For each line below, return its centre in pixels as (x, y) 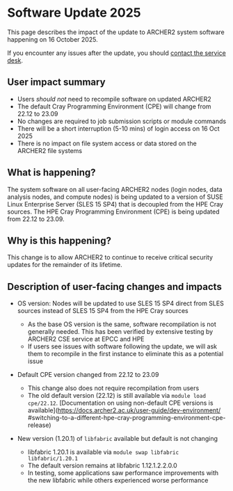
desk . (15, 60)
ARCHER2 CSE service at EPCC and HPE (86, 339)
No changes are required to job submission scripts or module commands (122, 121)
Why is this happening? (59, 240)
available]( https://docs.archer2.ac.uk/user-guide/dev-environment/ (124, 410)
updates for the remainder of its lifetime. (65, 265)
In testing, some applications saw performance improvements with (123, 473)
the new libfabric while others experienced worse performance (118, 481)
